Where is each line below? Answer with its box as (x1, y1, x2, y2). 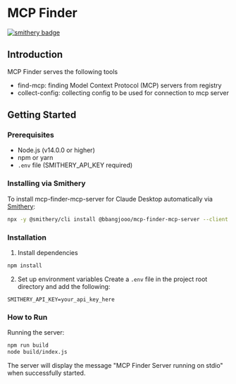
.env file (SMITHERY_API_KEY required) (17, 161, 133, 170)
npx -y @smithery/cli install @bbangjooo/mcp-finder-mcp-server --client (7, 216, 229, 223)
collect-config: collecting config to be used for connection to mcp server (17, 88, 229, 97)
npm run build (7, 342, 49, 349)
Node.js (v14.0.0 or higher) (17, 146, 95, 154)
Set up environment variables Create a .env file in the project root (17, 275, 208, 283)
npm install (7, 262, 42, 269)
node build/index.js (7, 348, 68, 355)
